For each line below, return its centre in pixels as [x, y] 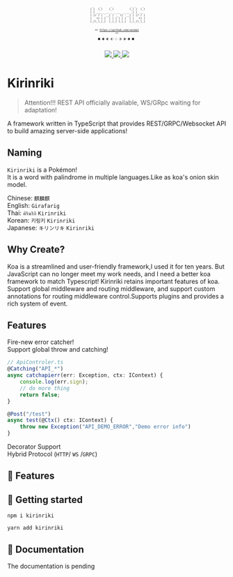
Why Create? [36, 249]
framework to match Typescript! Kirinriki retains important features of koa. [114, 281]
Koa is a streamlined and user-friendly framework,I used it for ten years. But [116, 267]
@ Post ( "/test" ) [29, 414]
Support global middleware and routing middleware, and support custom [111, 288]
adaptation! [40, 110]
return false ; [40, 395]
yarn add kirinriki [35, 528]
